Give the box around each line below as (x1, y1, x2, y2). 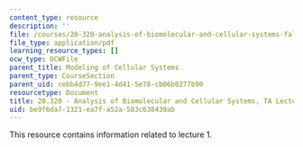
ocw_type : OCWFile (9, 55, 78, 64)
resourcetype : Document (9, 88, 99, 97)
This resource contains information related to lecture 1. (9, 129, 213, 140)
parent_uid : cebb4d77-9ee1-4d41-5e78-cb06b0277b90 (9, 80, 204, 89)
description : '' (9, 22, 70, 30)
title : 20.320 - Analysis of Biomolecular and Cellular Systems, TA (9, 96, 272, 106)
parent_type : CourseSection (9, 72, 115, 81)
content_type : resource (9, 13, 99, 22)
